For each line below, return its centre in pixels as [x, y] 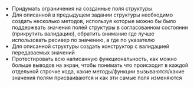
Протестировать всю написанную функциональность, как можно [94, 59]
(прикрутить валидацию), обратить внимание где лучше [83, 34]
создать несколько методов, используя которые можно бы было [94, 21]
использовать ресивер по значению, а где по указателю [83, 40]
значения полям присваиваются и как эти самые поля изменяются [97, 78]
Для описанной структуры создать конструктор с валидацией [91, 46]
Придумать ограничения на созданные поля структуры [82, 9]
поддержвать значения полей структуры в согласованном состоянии [100, 27]
